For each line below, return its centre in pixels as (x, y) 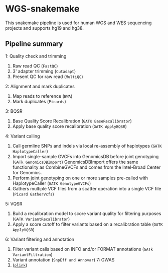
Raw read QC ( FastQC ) (35, 65)
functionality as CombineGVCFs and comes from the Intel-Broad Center (87, 167)
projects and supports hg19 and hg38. (45, 28)
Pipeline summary (34, 44)
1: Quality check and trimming (36, 56)
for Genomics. (27, 172)
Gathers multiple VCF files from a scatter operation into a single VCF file (87, 188)
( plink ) (20, 265)
